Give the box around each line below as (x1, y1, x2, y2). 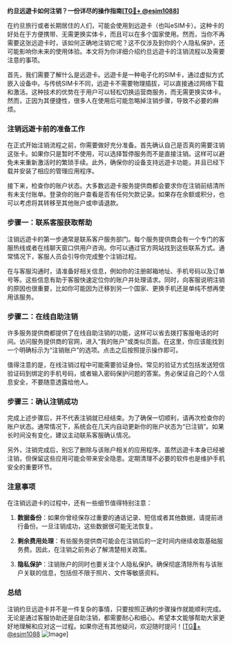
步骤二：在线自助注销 (7, 311, 78, 321)
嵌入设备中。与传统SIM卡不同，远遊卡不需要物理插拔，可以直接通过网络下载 (7, 79, 224, 87)
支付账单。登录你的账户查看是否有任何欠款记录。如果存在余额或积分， (19, 190, 219, 199)
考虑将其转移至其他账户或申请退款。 (19, 199, 122, 207)
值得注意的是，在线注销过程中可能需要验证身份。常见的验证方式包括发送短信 (7, 360, 225, 369)
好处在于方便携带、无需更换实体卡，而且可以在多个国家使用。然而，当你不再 (7, 30, 225, 38)
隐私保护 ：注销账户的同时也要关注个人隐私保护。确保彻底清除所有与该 (17, 560, 217, 568)
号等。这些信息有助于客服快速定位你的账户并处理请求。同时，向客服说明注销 (7, 276, 225, 284)
